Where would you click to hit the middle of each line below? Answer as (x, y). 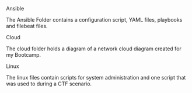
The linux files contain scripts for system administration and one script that (96, 77)
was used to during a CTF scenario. (49, 84)
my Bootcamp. (24, 55)
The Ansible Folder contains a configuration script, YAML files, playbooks (94, 20)
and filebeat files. (27, 26)
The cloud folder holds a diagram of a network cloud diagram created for (94, 49)
